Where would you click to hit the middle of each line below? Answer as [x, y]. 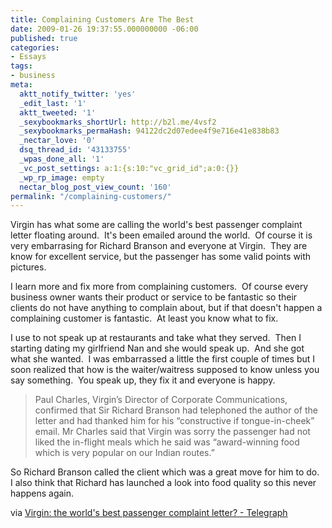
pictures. [28, 267]
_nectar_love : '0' [58, 141]
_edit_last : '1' [53, 103]
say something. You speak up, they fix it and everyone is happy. [143, 380]
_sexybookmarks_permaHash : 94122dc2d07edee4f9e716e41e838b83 [149, 131]
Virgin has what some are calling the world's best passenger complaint [156, 225]
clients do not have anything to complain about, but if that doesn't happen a [166, 308]
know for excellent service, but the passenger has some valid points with [161, 257]
